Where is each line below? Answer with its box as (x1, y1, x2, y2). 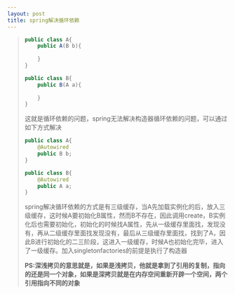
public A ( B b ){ (37, 43, 82, 50)
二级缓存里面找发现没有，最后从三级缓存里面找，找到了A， (48, 229, 220, 237)
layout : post (7, 10, 46, 18)
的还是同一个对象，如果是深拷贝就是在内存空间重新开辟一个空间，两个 (24, 270, 228, 279)
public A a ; (37, 182, 72, 189)
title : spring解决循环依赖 (7, 17, 80, 24)
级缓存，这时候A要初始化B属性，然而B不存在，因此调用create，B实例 (24, 211, 226, 220)
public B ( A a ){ (37, 81, 82, 88)
